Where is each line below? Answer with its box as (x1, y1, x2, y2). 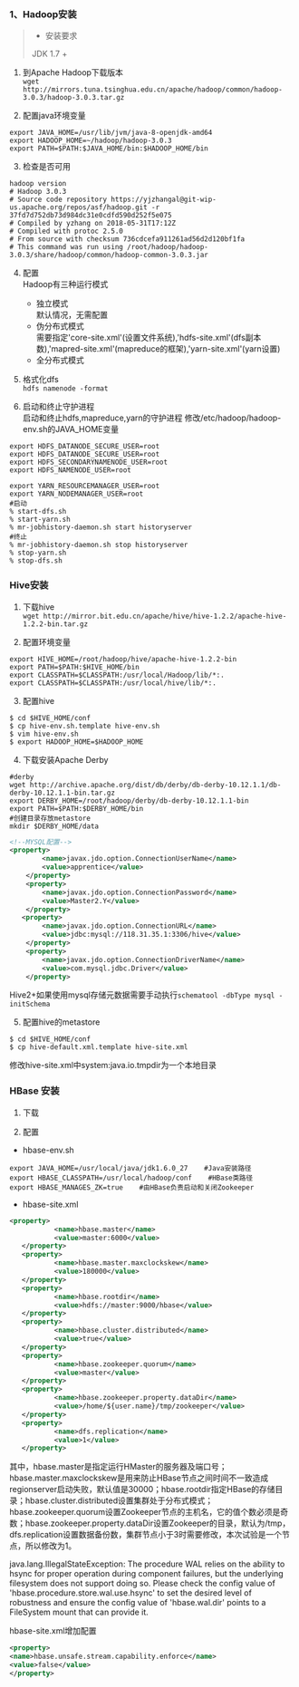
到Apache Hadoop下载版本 (22, 67, 124, 78)
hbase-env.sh (22, 1144, 74, 1155)
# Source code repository (9, 195, 107, 205)
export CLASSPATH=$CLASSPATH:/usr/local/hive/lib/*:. (9, 678, 217, 688)
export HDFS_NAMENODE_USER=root (9, 466, 131, 475)
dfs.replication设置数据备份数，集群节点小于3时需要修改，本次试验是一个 (9, 1529, 283, 1540)
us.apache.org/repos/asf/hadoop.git (9, 203, 148, 212)
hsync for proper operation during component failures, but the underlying (9, 1568, 284, 1579)
